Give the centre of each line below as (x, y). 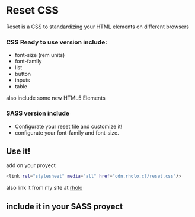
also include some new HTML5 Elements (56, 98)
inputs (23, 80)
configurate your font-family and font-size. (67, 133)
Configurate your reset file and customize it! (68, 126)
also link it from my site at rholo (44, 188)
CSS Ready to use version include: (57, 42)
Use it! (18, 151)
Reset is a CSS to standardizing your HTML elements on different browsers (98, 27)
